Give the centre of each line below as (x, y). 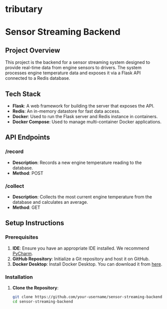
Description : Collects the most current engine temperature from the (82, 197)
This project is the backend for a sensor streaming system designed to (78, 62)
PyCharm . (23, 253)
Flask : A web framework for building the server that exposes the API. (83, 106)
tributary (24, 9)
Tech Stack (23, 94)
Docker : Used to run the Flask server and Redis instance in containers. (85, 116)
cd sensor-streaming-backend (43, 302)
